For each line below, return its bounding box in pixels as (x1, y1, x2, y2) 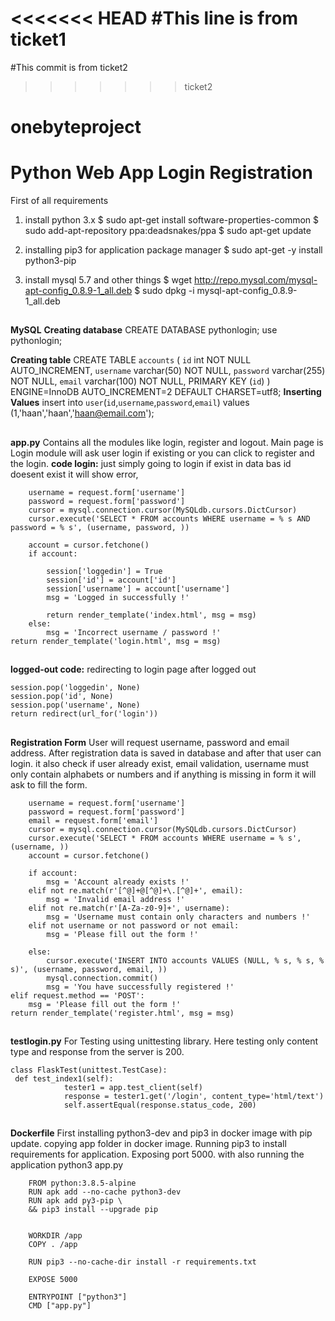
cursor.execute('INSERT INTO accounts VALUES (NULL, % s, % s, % (46, 955, 325, 966)
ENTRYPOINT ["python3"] (28, 1292, 128, 1302)
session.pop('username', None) (10, 700, 141, 711)
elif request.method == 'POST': (10, 990, 145, 1001)
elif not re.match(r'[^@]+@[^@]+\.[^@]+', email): (28, 885, 244, 896)
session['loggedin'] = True (46, 566, 163, 576)
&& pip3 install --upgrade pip (28, 1205, 159, 1215)
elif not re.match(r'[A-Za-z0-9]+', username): (28, 903, 230, 913)
